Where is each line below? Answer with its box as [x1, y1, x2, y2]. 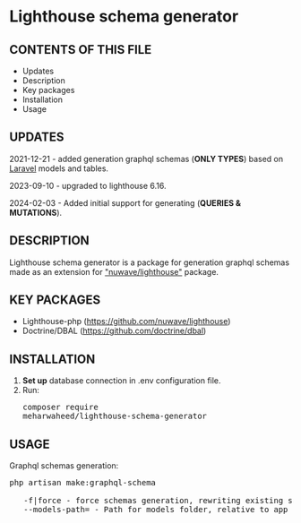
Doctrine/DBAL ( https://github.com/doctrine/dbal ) [21, 325, 207, 337]
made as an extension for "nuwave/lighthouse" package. [9, 266, 219, 277]
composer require [21, 402, 99, 413]
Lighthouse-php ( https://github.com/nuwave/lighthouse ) [21, 316, 231, 327]
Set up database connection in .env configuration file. [21, 375, 221, 386]
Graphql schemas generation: [9, 460, 119, 471]
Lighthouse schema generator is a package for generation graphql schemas [9, 257, 289, 268]
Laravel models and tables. [9, 163, 109, 174]
